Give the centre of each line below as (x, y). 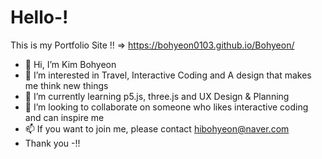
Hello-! (39, 17)
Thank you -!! (52, 143)
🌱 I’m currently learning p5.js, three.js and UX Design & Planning (157, 96)
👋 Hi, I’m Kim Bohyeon (70, 64)
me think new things (66, 85)
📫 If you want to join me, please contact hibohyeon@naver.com (157, 128)
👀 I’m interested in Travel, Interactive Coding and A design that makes (168, 75)
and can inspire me (64, 117)
